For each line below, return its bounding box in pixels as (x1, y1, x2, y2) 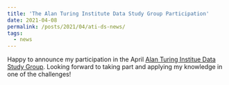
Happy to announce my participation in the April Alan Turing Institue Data (7, 55, 217, 63)
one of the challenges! (7, 70, 71, 79)
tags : (7, 29, 23, 37)
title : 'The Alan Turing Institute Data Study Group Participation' (7, 10, 210, 17)
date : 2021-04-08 (7, 17, 58, 24)
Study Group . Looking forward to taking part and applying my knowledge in (7, 63, 223, 71)
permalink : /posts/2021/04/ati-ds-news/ (7, 23, 126, 30)
